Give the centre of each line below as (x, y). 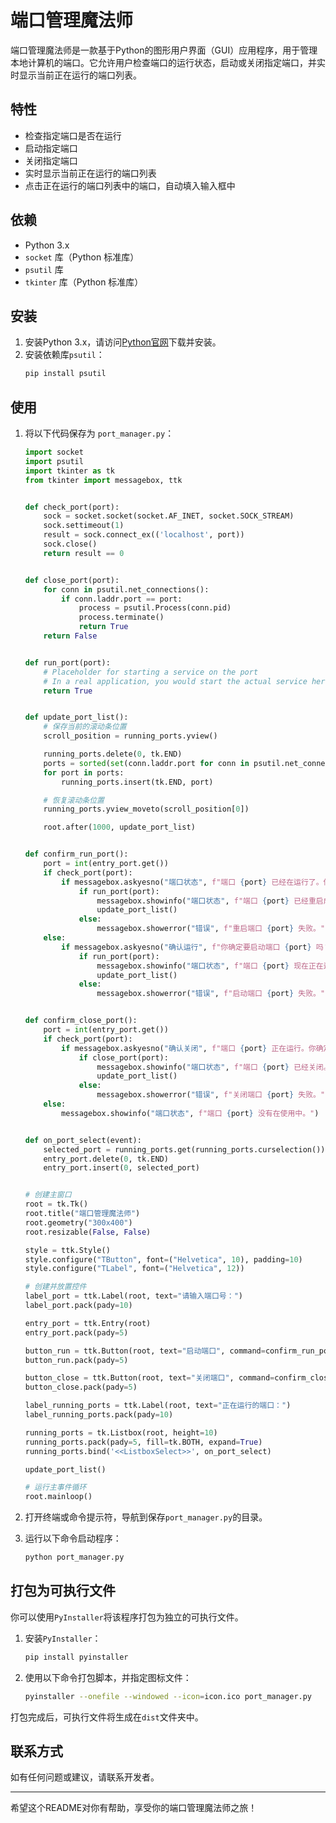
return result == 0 (84, 553)
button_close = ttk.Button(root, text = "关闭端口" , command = (149, 1378)
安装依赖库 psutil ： (64, 355)
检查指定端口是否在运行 (73, 135)
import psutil (54, 461)
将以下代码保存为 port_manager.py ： (99, 433)
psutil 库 (44, 269)
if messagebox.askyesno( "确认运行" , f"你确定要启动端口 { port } (186, 947)
